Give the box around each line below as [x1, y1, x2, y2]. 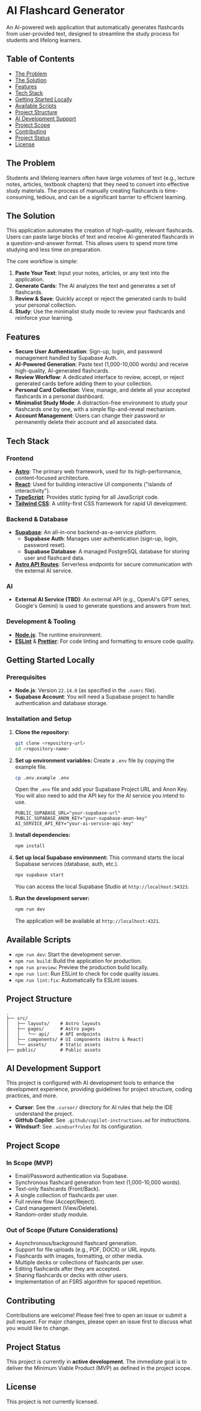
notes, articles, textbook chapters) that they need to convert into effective [6, 181, 190, 188]
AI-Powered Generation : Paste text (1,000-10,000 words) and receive [14, 360, 188, 368]
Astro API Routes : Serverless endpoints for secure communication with [14, 561, 193, 568]
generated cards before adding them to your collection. [14, 380, 152, 387]
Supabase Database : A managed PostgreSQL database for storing [23, 548, 190, 555]
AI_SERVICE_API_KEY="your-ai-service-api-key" [14, 821, 134, 827]
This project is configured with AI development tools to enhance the [6, 1079, 175, 1087]
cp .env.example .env [14, 775, 69, 781]
